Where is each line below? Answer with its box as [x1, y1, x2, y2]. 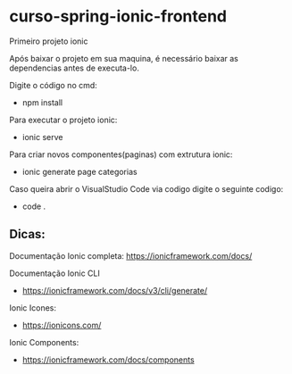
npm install [21, 96, 63, 108]
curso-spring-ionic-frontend [9, 6, 228, 27]
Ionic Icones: [9, 302, 56, 313]
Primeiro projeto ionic [9, 36, 88, 46]
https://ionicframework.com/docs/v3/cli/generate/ [21, 285, 208, 295]
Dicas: [9, 227, 46, 242]
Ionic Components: [9, 337, 79, 347]
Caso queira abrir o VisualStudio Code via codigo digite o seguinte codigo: [9, 183, 284, 194]
